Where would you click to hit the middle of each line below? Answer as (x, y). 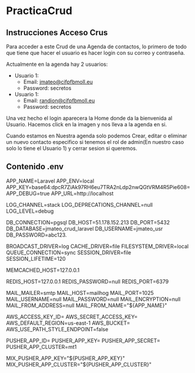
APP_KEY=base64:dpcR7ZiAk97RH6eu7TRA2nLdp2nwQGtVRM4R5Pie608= (98, 187)
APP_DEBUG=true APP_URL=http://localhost (60, 193)
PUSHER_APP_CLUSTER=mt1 (41, 347)
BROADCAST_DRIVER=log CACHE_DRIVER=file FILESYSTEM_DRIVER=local (97, 246)
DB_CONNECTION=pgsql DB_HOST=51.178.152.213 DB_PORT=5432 (88, 222)
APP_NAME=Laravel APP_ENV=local (50, 181)
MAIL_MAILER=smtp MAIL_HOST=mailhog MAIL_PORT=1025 (80, 293)
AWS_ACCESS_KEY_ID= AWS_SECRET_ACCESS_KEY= (72, 317)
